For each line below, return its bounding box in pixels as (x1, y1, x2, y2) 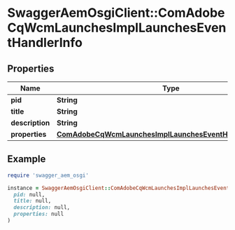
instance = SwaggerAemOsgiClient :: (7, 184, 111, 191)
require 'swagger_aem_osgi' (7, 172, 90, 179)
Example (7, 153, 46, 165)
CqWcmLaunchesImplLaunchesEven (7, 20, 227, 36)
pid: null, (13, 191, 45, 198)
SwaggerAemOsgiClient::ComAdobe (7, 5, 225, 21)
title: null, (13, 198, 52, 205)
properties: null (13, 210, 64, 218)
